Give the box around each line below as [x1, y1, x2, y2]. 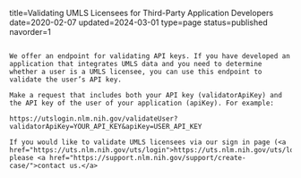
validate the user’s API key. [9, 75, 123, 84]
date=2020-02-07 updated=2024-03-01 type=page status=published [9, 17, 268, 28]
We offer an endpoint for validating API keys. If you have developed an [9, 52, 291, 61]
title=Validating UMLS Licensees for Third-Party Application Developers [9, 8, 274, 18]
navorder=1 [9, 27, 51, 37]
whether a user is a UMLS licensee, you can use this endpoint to [9, 67, 262, 76]
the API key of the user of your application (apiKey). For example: [9, 98, 275, 107]
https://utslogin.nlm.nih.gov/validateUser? [9, 114, 178, 123]
